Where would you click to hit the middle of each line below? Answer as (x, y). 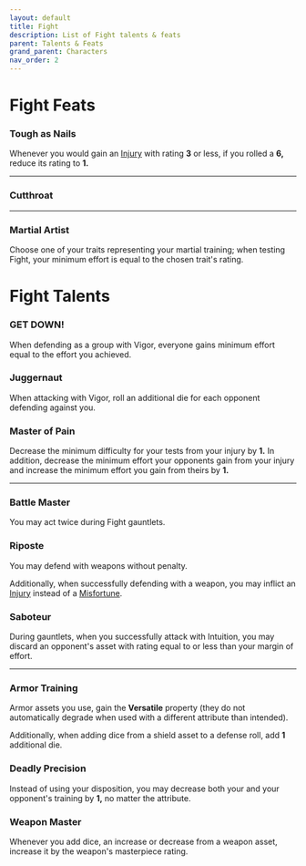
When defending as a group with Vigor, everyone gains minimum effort (142, 345)
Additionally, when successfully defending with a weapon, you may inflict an (153, 583)
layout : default (40, 18)
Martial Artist (40, 230)
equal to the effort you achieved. (71, 354)
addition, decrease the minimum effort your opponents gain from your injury (152, 460)
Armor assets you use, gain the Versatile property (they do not (127, 708)
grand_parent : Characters (58, 52)
